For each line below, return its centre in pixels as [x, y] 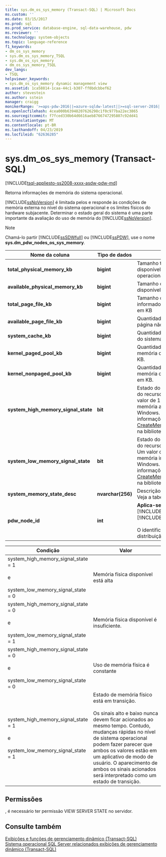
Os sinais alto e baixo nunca [125, 714]
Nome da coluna [50, 255]
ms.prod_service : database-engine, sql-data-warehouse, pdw [68, 28]
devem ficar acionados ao [123, 720]
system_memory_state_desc [42, 494]
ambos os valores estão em [125, 751]
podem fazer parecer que [123, 744]
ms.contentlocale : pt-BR [31, 125]
